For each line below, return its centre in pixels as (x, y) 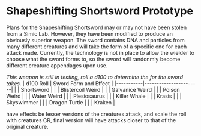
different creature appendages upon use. (57, 65)
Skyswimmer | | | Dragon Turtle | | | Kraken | (61, 102)
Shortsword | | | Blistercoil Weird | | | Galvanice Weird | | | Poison (100, 89)
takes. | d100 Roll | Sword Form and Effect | (60, 83)
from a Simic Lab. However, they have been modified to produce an (89, 33)
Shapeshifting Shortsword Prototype (100, 11)
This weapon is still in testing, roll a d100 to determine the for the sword (94, 77)
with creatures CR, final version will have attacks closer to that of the (91, 120)
